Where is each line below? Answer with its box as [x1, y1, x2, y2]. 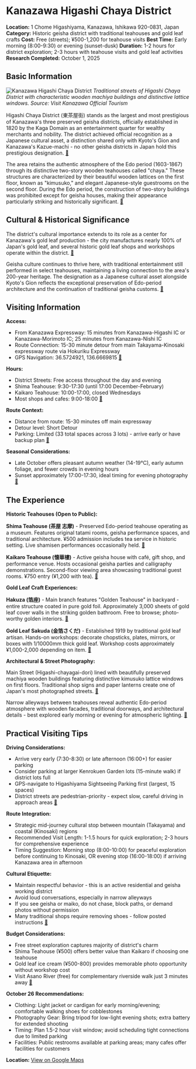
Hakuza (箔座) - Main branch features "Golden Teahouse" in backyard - [6, 596, 180, 604]
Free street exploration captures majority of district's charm [14, 941, 159, 948]
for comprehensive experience [14, 840, 89, 847]
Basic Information [6, 71, 73, 81]
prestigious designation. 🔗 [6, 149, 69, 156]
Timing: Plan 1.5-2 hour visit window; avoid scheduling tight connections [14, 1026, 189, 1033]
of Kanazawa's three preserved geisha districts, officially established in [6, 118, 178, 125]
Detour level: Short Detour [14, 424, 78, 431]
